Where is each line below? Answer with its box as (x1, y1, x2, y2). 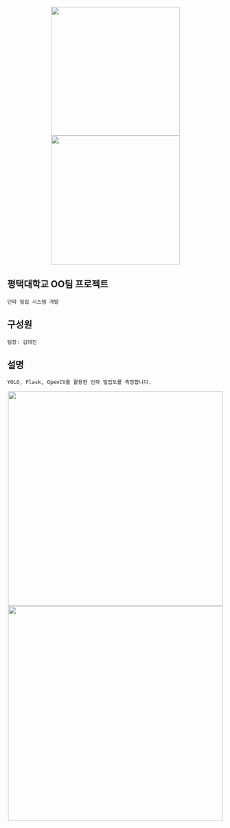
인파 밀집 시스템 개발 (7, 298, 59, 305)
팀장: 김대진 (7, 339, 38, 346)
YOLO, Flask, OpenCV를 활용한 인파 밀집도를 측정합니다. (7, 379, 152, 386)
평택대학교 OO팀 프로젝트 (7, 278, 108, 290)
